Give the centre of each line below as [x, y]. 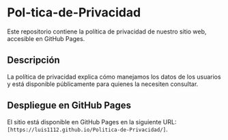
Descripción [33, 60]
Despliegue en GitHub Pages [69, 106]
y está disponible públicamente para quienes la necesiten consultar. [103, 84]
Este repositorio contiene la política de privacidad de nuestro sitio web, [107, 31]
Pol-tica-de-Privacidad [74, 13]
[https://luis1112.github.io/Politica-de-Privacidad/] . [88, 129]
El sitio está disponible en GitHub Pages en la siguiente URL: [92, 122]
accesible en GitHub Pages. [46, 38]
